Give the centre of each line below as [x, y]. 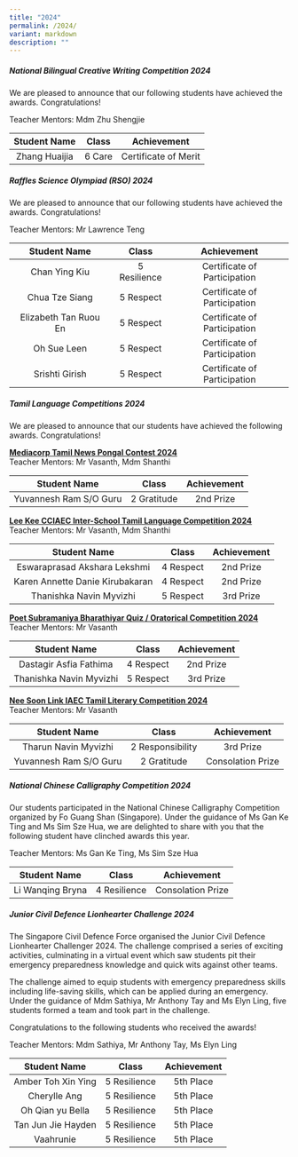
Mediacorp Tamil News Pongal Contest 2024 [93, 453]
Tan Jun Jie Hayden [55, 1125]
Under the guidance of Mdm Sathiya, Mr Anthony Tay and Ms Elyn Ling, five [148, 1001]
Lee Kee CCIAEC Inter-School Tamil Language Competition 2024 [131, 521]
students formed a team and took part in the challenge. [110, 1010]
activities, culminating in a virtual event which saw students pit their [133, 955]
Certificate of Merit [161, 156]
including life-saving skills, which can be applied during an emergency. [139, 992]
